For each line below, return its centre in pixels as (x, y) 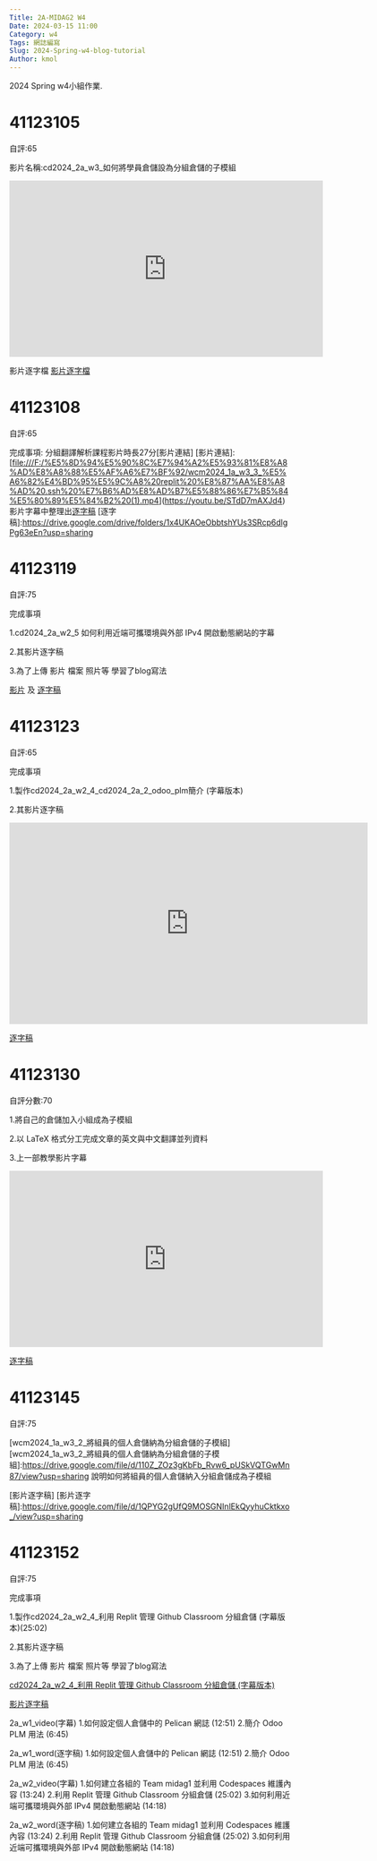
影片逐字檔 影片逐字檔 (50, 370)
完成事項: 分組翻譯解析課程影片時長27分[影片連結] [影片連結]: (122, 452)
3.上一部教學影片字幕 (48, 1157)
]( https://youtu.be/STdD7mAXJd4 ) (222, 500)
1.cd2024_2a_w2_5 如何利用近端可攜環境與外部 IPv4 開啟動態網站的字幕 (142, 632)
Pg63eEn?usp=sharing (51, 532)
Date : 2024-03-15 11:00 (54, 26)
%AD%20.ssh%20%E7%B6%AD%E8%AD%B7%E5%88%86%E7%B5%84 (149, 491)
